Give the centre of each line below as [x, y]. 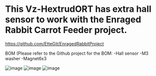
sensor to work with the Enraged [73, 19]
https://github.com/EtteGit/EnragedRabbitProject [55, 43]
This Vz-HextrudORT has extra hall [78, 9]
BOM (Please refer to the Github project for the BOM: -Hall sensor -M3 [77, 53]
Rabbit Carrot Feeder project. [66, 30]
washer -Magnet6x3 [26, 58]
